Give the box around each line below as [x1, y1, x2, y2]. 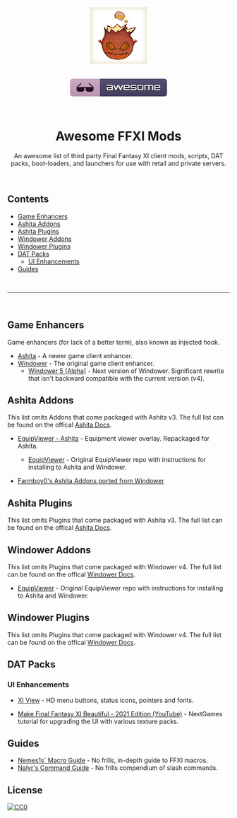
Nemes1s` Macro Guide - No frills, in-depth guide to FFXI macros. [17, 756, 208, 765]
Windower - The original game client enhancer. [17, 359, 154, 367]
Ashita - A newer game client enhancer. [17, 351, 133, 360]
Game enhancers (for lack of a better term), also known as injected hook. [7, 338, 220, 346]
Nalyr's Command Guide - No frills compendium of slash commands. [17, 764, 219, 772]
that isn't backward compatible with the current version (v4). [28, 374, 205, 382]
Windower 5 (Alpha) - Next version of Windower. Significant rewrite [28, 367, 224, 375]
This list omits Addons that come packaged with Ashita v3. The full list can [7, 413, 224, 422]
